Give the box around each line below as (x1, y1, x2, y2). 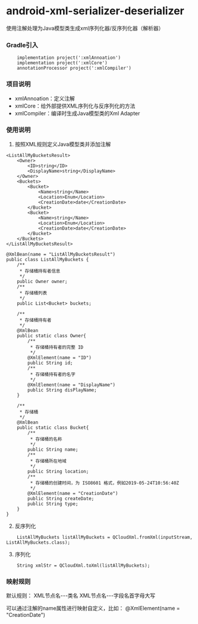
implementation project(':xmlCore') (17, 60, 108, 66)
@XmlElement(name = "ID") (27, 355, 92, 360)
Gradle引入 (6, 40, 39, 49)
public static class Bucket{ (17, 424, 89, 431)
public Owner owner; (17, 278, 68, 284)
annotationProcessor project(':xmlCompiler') (17, 65, 132, 71)
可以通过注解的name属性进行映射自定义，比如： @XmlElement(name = (6, 605, 180, 612)
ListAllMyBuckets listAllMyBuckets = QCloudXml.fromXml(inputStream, (17, 534, 193, 540)
